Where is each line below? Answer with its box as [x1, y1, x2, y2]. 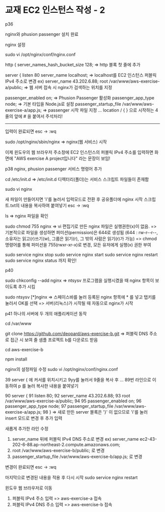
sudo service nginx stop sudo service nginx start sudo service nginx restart [5, 251, 158, 257]
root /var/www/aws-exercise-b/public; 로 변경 [12, 447, 105, 453]
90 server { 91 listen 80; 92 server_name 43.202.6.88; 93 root [5, 392, 130, 398]
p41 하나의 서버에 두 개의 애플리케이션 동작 [5, 310, 87, 316]
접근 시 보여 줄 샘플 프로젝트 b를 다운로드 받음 [10, 336, 98, 342]
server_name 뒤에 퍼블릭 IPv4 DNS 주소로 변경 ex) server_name [12, 436, 139, 442]
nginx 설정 [5, 41, 26, 47]
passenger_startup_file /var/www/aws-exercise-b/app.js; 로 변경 [12, 453, 142, 459]
